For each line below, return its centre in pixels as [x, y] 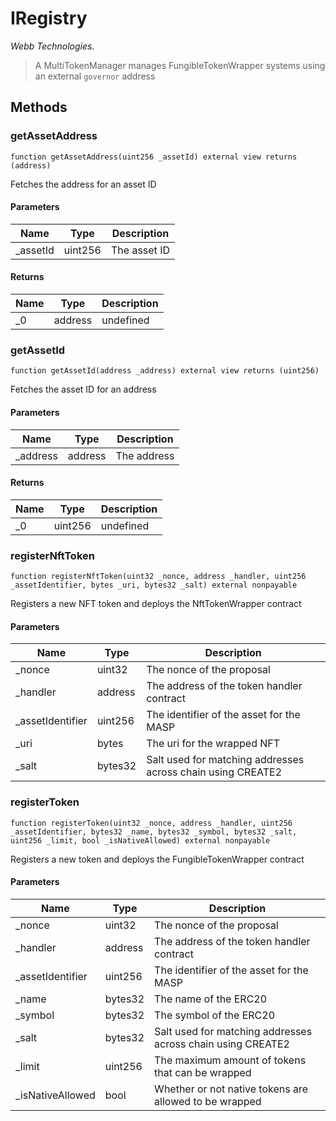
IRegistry [49, 18]
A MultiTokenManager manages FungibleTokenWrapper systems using [180, 65]
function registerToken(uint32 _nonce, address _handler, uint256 [151, 823]
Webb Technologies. [52, 46]
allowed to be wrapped [208, 1101]
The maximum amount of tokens [230, 1060]
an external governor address [95, 76]
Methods [39, 107]
